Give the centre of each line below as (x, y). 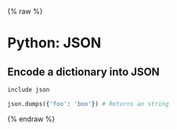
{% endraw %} (31, 119)
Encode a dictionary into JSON (83, 72)
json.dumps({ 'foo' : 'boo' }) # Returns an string (88, 104)
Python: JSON (54, 43)
